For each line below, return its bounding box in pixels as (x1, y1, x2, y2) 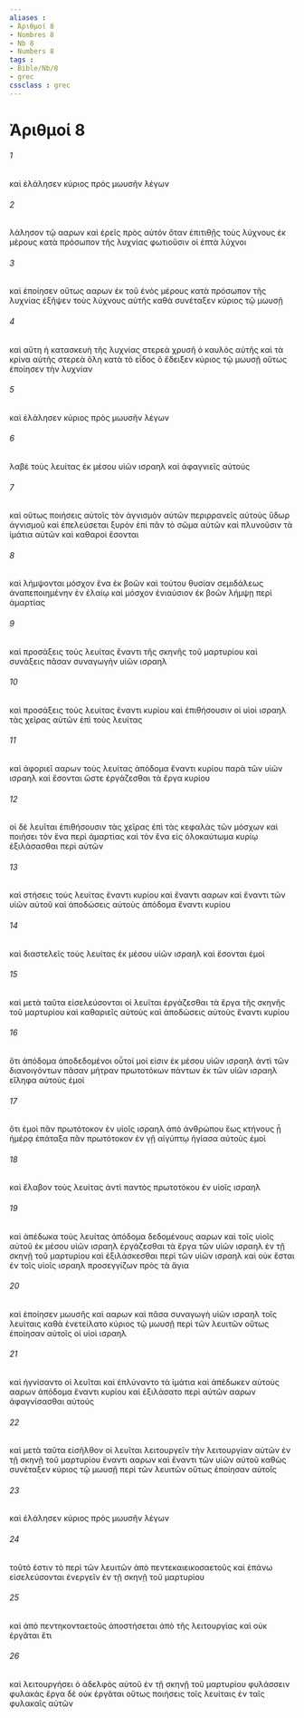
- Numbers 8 (9, 47, 54, 56)
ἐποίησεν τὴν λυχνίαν (9, 364, 93, 374)
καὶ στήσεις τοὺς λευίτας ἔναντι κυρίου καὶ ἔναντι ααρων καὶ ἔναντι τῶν (9, 889, 287, 900)
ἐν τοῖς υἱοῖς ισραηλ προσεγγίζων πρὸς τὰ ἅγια (9, 1259, 190, 1270)
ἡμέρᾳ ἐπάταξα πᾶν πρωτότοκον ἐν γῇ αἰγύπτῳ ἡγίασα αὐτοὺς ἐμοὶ (9, 1133, 266, 1144)
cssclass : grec (9, 81, 71, 90)
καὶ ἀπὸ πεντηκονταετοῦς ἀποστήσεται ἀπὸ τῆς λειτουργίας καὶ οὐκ (9, 1620, 268, 1631)
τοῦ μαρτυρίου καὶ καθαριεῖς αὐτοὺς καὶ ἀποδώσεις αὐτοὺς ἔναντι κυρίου (9, 1006, 290, 1017)
